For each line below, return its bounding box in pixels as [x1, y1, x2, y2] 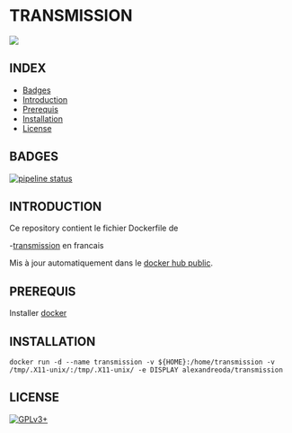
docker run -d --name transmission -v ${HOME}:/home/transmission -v [9, 357, 276, 366]
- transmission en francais [9, 240, 104, 251]
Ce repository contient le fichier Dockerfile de [9, 222, 179, 234]
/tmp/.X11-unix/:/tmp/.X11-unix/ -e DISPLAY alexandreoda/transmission [9, 365, 283, 374]
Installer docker [9, 308, 67, 319]
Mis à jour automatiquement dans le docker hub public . [9, 257, 214, 268]
